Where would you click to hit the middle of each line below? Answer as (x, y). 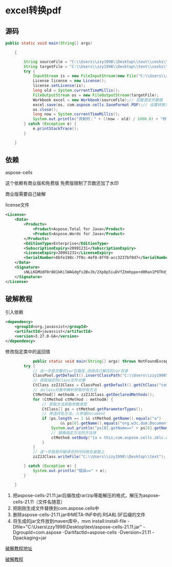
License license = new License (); (69, 81)
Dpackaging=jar (30, 538)
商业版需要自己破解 (26, 194)
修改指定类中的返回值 (28, 351)
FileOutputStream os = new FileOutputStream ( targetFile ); (96, 95)
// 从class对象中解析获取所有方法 (65, 390)
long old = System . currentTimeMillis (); (76, 90)
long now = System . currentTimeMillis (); (76, 114)
